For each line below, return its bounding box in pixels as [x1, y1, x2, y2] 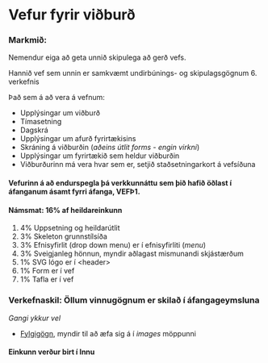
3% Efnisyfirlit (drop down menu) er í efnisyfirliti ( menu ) [19, 240, 207, 250]
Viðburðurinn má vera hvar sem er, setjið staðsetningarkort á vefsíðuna [19, 160, 256, 169]
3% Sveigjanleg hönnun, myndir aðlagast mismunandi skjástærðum [19, 248, 245, 259]
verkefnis [8, 77, 40, 86]
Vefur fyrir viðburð [8, 6, 136, 24]
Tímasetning [19, 117, 62, 127]
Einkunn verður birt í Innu [8, 347, 95, 357]
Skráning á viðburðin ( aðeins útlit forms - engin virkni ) [19, 143, 200, 152]
